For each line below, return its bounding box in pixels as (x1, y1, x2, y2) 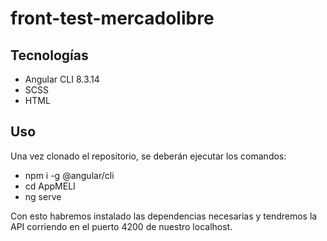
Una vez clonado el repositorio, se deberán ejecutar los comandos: (10, 150, 287, 162)
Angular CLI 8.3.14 (24, 73, 100, 85)
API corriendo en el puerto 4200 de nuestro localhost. (10, 220, 233, 232)
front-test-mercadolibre (10, 7, 215, 30)
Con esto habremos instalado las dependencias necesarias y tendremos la (10, 210, 318, 222)
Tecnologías (10, 47, 89, 64)
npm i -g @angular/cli (24, 169, 115, 181)
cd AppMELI (24, 180, 76, 192)
